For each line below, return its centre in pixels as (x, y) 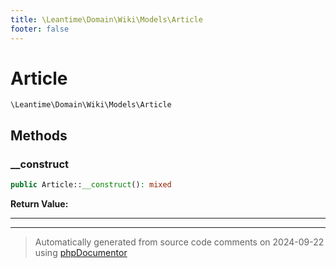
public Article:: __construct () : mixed (91, 185)
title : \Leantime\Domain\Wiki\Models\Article (106, 19)
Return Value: (39, 204)
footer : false (40, 29)
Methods (39, 135)
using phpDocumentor (81, 252)
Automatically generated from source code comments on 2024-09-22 (179, 242)
